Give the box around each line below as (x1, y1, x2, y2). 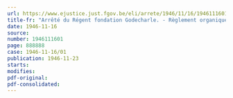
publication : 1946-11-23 (7, 55, 79, 62)
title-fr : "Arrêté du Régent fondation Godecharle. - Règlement (7, 17, 197, 23)
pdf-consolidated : (7, 81, 60, 88)
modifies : (7, 68, 36, 75)
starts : (7, 61, 30, 68)
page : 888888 (7, 42, 45, 49)
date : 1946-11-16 (7, 23, 58, 30)
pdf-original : (7, 74, 49, 81)
